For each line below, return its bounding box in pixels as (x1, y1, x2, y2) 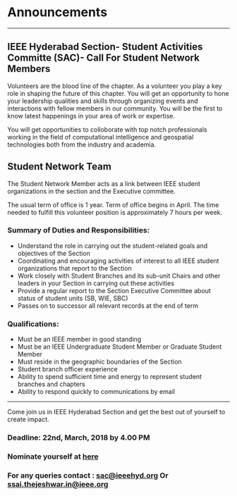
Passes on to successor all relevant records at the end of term (17, 301, 199, 310)
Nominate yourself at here (7, 452, 99, 461)
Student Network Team (7, 161, 111, 173)
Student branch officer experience (17, 365, 118, 373)
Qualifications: (7, 318, 59, 328)
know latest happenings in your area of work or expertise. (7, 111, 175, 120)
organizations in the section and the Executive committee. (7, 187, 176, 195)
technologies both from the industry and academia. (7, 140, 157, 149)
